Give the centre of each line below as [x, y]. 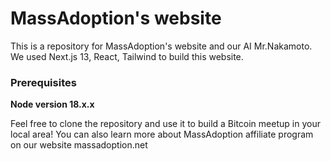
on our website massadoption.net [79, 145]
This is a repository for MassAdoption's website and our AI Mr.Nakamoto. [161, 46]
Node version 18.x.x [52, 104]
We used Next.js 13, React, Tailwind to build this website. [127, 56]
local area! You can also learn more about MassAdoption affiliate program [162, 134]
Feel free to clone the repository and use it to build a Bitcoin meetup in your [165, 124]
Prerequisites [43, 82]
